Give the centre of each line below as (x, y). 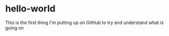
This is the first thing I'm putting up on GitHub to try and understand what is (84, 22)
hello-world (31, 9)
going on (15, 27)
